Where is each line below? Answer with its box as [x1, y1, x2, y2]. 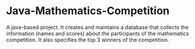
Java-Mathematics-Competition [6, 4, 170, 18]
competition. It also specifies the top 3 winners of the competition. [6, 36, 169, 43]
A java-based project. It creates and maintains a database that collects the [6, 24, 189, 31]
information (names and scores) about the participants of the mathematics [6, 30, 189, 37]
